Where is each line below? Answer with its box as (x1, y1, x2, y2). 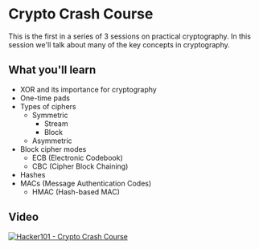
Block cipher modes (19, 144, 87, 153)
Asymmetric (31, 136, 72, 145)
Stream (43, 118, 68, 129)
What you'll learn (8, 63, 97, 77)
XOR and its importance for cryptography (19, 84, 157, 94)
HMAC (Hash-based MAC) (31, 186, 121, 197)
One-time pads (19, 93, 71, 103)
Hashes (19, 169, 46, 179)
